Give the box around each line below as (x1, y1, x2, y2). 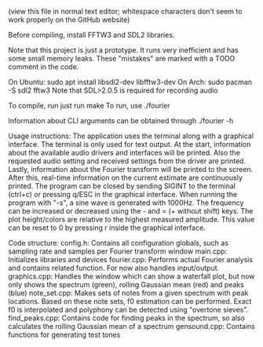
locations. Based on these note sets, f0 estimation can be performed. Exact (8, 297, 252, 305)
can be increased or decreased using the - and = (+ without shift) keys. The (8, 206, 254, 215)
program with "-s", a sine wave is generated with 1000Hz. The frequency (8, 198, 244, 207)
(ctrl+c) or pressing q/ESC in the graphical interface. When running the (8, 190, 238, 199)
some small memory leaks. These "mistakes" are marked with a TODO (8, 54, 236, 63)
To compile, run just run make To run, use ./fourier (8, 101, 170, 110)
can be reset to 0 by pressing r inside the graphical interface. (8, 223, 206, 232)
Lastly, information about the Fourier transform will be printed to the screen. (8, 165, 254, 173)
